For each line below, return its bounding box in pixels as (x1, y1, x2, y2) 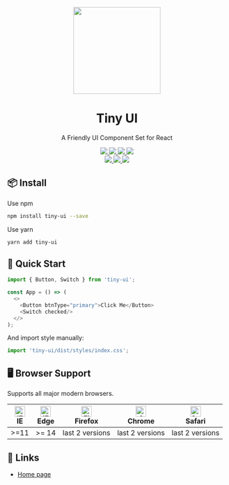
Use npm (7, 199, 33, 207)
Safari (185, 416, 206, 426)
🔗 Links (7, 452, 40, 463)
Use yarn (7, 225, 33, 233)
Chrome (127, 416, 155, 426)
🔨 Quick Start (7, 257, 66, 269)
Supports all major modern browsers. (7, 390, 114, 398)
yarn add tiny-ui (7, 239, 58, 246)
